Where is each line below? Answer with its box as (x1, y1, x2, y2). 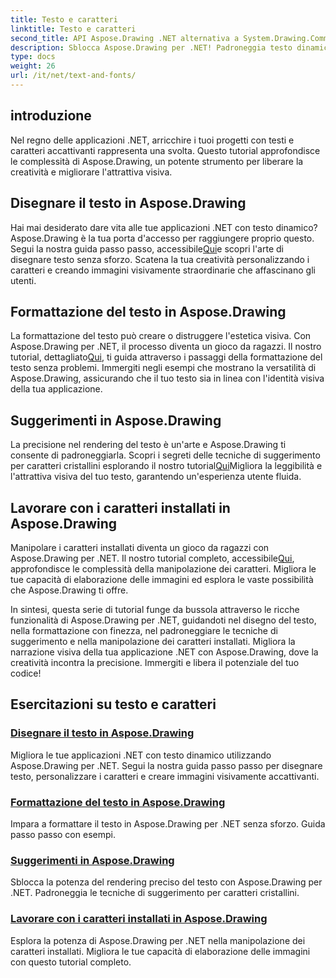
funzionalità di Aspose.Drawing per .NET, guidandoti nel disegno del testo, (10, 614, 317, 626)
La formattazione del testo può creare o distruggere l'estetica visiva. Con (10, 330, 312, 342)
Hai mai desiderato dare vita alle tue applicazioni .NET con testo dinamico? (10, 221, 318, 233)
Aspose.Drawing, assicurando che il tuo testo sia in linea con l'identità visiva (10, 372, 325, 385)
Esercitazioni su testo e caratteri (10, 696, 217, 713)
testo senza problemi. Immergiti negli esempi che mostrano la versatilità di (10, 362, 317, 374)
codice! (10, 667, 42, 679)
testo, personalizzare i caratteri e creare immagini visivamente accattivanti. (10, 770, 320, 782)
